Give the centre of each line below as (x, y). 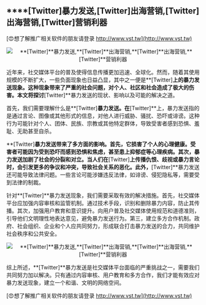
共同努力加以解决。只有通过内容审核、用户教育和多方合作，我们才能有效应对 (103, 275)
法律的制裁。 (28, 182)
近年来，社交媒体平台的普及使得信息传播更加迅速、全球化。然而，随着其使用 (103, 72)
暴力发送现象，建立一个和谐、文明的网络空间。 (65, 282)
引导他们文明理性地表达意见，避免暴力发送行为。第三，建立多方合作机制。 (100, 218)
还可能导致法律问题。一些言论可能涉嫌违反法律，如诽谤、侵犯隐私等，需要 (100, 175)
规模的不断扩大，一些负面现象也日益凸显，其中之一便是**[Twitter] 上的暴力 (100, 80)
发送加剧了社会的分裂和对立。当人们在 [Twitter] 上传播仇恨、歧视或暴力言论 (105, 159)
